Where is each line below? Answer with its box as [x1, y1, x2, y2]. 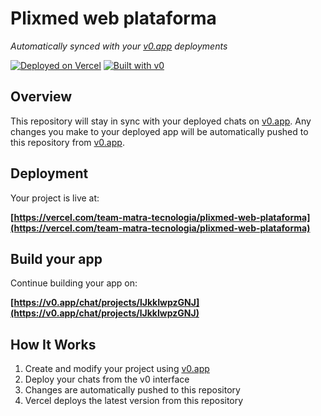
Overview [10, 88, 73, 106]
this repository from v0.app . [10, 136, 125, 148]
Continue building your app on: [10, 277, 138, 289]
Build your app [10, 250, 103, 267]
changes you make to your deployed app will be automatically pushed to [10, 125, 309, 137]
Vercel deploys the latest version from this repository [24, 395, 244, 407]
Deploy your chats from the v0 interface [24, 373, 190, 386]
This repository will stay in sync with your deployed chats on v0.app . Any [10, 115, 312, 127]
